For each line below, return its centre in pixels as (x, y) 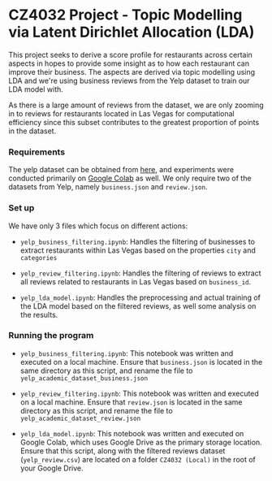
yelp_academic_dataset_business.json (84, 378)
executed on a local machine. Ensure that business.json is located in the (141, 362)
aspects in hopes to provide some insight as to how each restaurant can (129, 63)
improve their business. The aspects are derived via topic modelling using (132, 71)
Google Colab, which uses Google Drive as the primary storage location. (141, 442)
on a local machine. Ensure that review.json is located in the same (131, 402)
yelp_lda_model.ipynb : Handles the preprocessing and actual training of (140, 297)
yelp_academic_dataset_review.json (80, 418)
